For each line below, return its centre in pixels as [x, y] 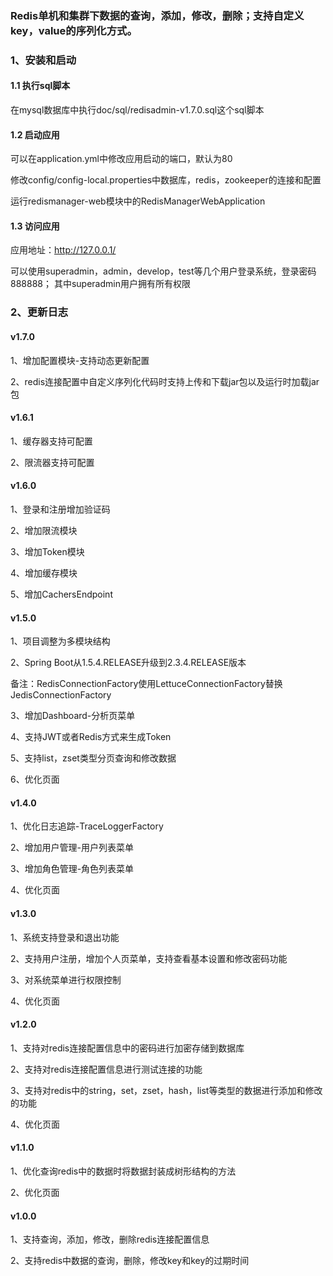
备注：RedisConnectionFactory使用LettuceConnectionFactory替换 [146, 684]
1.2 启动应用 [35, 134]
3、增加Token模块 [47, 551]
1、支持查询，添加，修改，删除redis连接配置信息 [110, 1239]
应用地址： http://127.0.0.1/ [63, 250]
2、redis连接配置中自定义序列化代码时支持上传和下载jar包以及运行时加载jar [165, 381]
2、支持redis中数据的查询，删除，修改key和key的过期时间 [130, 1261]
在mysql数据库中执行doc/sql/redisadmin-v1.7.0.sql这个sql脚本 [137, 110]
